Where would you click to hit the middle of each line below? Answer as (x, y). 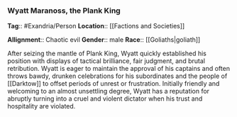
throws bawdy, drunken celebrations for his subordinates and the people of (117, 76)
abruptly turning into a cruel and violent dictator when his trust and (105, 99)
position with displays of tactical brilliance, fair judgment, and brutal (106, 61)
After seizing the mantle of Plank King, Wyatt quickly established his (107, 54)
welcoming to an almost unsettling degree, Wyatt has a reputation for (109, 91)
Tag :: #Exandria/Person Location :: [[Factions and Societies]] (96, 26)
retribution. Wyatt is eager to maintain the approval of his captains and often (119, 69)
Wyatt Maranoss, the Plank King (64, 11)
